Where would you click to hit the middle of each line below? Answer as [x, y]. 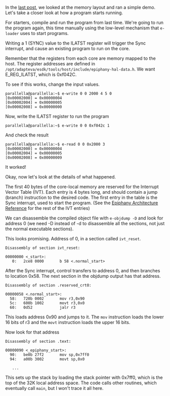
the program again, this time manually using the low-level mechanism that [82, 28]
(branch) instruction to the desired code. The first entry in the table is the [81, 197]
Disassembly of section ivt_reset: [43, 248]
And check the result [27, 135]
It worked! [16, 167]
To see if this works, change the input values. [53, 84]
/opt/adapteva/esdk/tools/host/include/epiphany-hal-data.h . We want [80, 69]
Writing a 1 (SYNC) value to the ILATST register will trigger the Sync [75, 43]
